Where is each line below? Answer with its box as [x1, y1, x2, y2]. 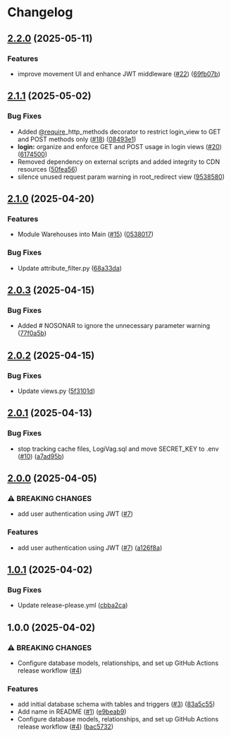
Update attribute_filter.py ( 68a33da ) [17, 264, 122, 272]
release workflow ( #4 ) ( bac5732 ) [17, 722, 114, 731]
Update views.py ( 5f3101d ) [17, 387, 96, 395]
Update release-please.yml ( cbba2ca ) [17, 601, 128, 610]
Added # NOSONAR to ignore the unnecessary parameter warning [17, 322, 211, 330]
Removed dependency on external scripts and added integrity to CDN [17, 157, 220, 166]
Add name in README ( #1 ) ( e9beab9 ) [17, 707, 127, 716]
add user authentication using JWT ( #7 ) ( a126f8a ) [17, 543, 163, 552]
